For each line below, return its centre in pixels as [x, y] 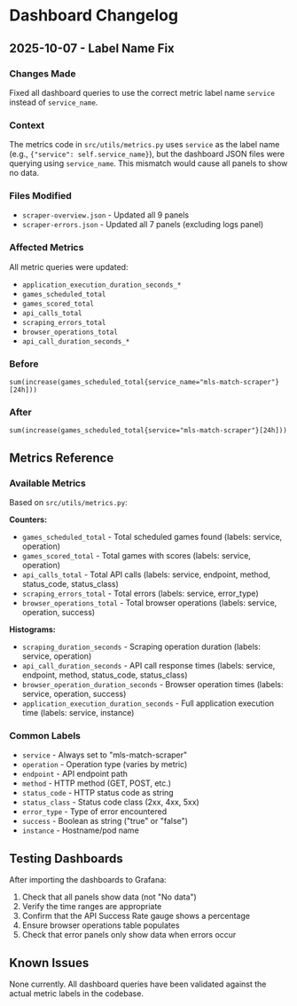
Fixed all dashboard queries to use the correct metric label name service [142, 92]
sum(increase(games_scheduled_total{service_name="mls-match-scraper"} [144, 383]
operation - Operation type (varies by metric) [105, 764]
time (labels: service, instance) [78, 713]
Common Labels [45, 735]
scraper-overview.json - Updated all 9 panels [105, 215]
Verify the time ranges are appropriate [92, 907]
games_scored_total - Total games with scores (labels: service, [136, 556]
